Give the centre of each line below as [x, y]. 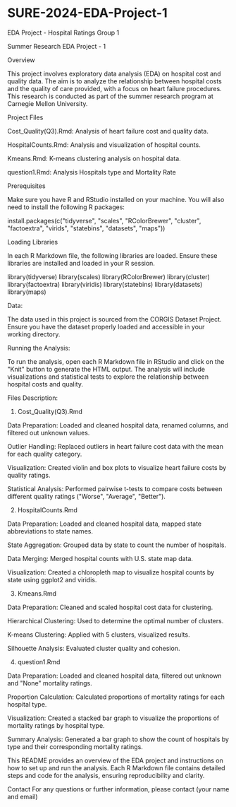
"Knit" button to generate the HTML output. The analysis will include [106, 369]
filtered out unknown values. [49, 432]
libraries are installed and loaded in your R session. [81, 263]
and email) [23, 796]
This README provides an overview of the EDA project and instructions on [115, 760]
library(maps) [27, 292]
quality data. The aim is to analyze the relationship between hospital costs [114, 81]
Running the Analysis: [39, 348]
